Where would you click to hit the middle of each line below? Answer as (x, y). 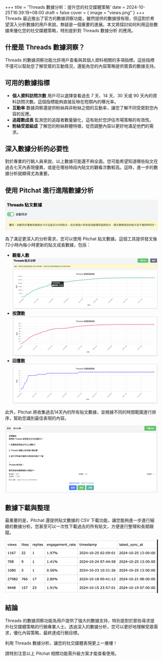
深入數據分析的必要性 (37, 149)
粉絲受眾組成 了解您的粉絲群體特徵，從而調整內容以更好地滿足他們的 (81, 126)
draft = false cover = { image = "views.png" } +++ (95, 13)
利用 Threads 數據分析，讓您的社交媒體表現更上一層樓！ (61, 643)
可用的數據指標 (27, 83)
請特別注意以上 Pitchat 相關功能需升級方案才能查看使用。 (62, 653)
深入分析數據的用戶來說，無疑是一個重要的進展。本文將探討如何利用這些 (81, 24)
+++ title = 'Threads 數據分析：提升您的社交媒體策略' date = (65, 7)
